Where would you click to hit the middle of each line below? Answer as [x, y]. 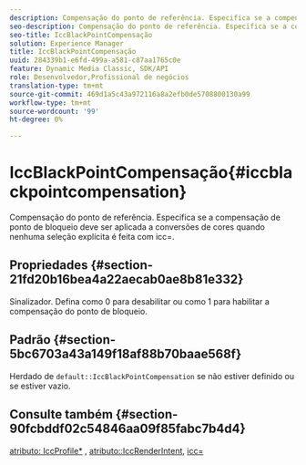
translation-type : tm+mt [56, 86]
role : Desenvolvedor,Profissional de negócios [99, 77]
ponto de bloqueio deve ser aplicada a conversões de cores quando [138, 227]
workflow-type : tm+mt [51, 103]
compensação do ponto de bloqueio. [79, 311]
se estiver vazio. [40, 386]
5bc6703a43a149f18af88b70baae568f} [126, 354]
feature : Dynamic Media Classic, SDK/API [89, 69]
